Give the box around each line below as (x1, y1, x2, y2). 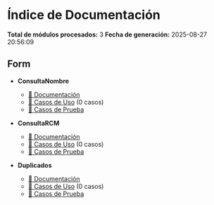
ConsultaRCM (17, 119, 60, 127)
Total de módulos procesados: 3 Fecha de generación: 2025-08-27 (7, 30, 208, 39)
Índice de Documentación (7, 7, 160, 23)
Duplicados (17, 161, 52, 169)
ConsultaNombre (17, 77, 69, 85)
